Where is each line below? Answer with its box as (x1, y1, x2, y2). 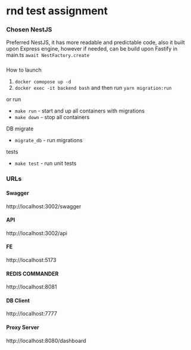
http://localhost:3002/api (6, 229, 67, 236)
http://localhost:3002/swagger (6, 202, 82, 210)
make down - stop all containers (14, 114, 90, 121)
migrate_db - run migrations (14, 137, 83, 144)
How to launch (6, 67, 42, 74)
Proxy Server (6, 323, 40, 331)
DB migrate (6, 125, 34, 132)
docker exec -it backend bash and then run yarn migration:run (14, 85, 172, 92)
